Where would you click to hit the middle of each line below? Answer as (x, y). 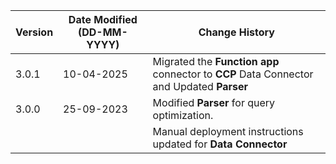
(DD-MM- (102, 32)
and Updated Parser (200, 86)
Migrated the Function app (216, 61)
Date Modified (103, 19)
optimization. (183, 115)
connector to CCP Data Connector (233, 74)
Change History (236, 32)
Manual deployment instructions (228, 131)
